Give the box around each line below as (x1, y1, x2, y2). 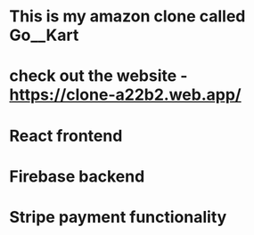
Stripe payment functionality (9, 207, 227, 227)
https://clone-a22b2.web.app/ (9, 85, 242, 105)
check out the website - (9, 66, 188, 86)
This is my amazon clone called (9, 6, 246, 27)
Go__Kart (9, 25, 79, 45)
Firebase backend (9, 166, 145, 186)
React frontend (9, 126, 123, 146)
